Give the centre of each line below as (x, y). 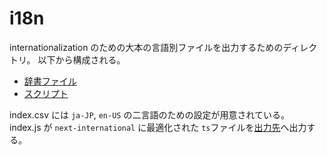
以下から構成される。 (81, 59)
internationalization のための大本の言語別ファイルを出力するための (146, 47)
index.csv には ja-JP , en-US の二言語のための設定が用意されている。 (149, 114)
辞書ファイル (50, 81)
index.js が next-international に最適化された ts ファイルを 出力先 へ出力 (158, 127)
